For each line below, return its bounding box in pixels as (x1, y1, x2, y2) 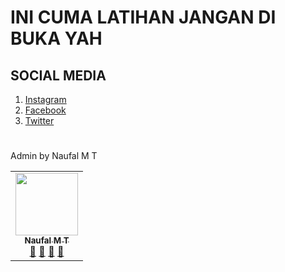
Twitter (24, 115, 55, 126)
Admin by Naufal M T (10, 150, 98, 162)
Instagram (24, 94, 67, 105)
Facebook (24, 104, 67, 116)
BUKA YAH (10, 27, 103, 50)
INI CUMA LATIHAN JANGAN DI (10, 6, 277, 29)
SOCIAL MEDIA (10, 67, 107, 84)
